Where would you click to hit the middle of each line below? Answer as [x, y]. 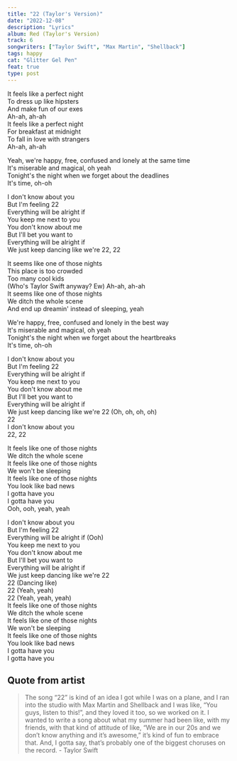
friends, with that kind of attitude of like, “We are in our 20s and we [123, 728]
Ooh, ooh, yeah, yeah [39, 508]
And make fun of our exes [45, 109]
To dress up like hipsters [43, 101]
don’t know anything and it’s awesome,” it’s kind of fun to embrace [122, 735]
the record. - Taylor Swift [61, 750]
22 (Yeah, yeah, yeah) [40, 598]
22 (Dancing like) [32, 583]
